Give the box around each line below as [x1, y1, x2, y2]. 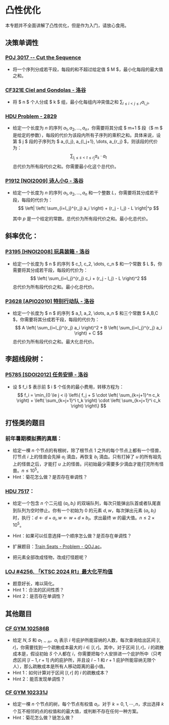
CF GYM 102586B [5, 625, 49, 632]
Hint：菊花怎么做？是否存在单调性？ [12, 474, 88, 480]
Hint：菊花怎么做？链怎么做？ [12, 714, 75, 721]
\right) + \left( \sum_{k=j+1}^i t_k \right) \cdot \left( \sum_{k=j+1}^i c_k [16, 397, 161, 403]
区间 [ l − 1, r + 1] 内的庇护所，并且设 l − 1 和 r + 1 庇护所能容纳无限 [17, 657, 152, 663]
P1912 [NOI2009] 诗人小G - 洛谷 [5, 177, 84, 184]
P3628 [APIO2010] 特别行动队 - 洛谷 [5, 297, 95, 305]
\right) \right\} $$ [70, 403, 107, 409]
